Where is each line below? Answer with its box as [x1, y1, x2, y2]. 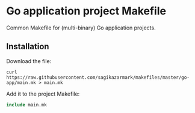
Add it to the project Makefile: [6, 90, 80, 97]
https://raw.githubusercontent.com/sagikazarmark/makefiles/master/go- [6, 74, 190, 81]
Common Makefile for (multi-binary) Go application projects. [6, 24, 156, 31]
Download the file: [6, 57, 52, 64]
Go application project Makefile [6, 4, 167, 18]
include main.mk [6, 102, 47, 108]
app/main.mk [6, 79, 36, 85]
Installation [6, 41, 49, 52]
